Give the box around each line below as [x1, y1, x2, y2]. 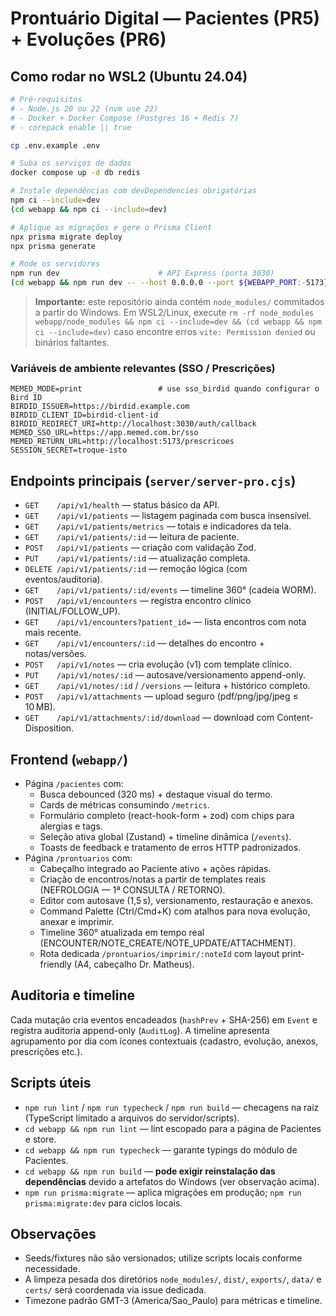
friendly [39, 958, 72, 970]
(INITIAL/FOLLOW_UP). [24, 605, 121, 617]
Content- [276, 712, 314, 724]
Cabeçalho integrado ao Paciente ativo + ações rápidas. [39, 862, 272, 874]
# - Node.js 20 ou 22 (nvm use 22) [10, 103, 159, 114]
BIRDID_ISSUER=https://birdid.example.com [10, 402, 190, 412]
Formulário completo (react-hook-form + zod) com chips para [39, 809, 295, 821]
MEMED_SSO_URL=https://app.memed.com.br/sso [10, 428, 199, 438]
